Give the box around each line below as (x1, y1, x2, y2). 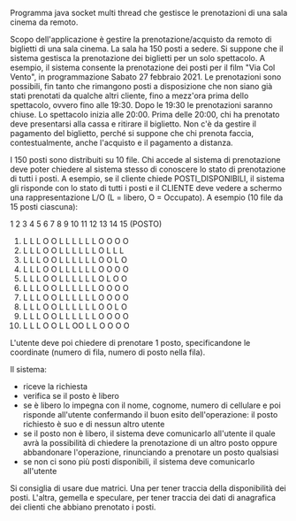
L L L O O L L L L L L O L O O (22, 273, 127, 284)
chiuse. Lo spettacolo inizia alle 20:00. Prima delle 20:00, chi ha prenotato (10, 110, 281, 119)
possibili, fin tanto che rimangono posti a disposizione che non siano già (10, 81, 273, 91)
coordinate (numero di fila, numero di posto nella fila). (10, 347, 206, 357)
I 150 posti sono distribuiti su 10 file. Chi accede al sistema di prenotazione (10, 155, 281, 165)
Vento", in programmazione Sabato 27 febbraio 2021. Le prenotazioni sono (10, 72, 282, 82)
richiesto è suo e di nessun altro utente (22, 419, 165, 429)
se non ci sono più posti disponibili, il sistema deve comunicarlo (22, 456, 255, 467)
